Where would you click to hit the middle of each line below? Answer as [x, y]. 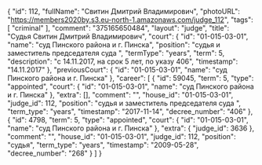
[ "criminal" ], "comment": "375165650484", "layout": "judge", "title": [118, 28]
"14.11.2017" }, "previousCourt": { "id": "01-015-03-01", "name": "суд [118, 70]
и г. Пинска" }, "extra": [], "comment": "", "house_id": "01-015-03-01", [120, 95]
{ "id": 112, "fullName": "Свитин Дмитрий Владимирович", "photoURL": [124, 11]
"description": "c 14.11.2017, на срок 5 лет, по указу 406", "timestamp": [123, 61]
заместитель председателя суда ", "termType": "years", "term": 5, [116, 53]
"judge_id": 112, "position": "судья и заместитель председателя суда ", [124, 103]
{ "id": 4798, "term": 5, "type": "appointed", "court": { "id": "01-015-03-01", [128, 120]
